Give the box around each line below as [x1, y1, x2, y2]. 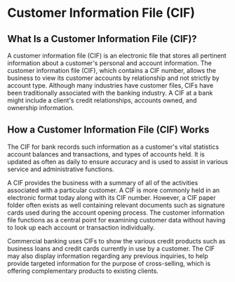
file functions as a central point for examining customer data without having [7, 215, 226, 224]
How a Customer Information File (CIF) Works [7, 124, 210, 136]
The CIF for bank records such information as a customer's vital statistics [7, 142, 220, 151]
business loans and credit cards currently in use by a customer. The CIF [7, 244, 215, 253]
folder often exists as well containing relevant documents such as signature [7, 201, 226, 209]
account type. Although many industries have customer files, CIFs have [7, 81, 214, 89]
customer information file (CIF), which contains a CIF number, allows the [7, 67, 216, 74]
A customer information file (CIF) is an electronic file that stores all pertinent [7, 51, 227, 60]
